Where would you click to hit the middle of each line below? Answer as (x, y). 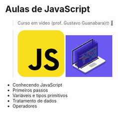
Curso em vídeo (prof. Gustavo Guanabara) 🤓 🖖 (65, 23)
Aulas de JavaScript (48, 9)
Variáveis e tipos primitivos (40, 95)
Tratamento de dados (34, 101)
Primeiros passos (30, 90)
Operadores (25, 106)
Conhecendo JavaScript (37, 85)
